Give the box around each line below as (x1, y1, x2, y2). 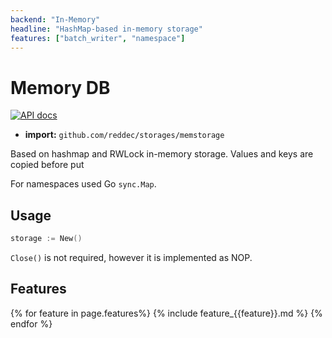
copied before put (10, 159, 85, 171)
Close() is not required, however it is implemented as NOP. (10, 252, 253, 263)
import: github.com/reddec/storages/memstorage (24, 129, 225, 141)
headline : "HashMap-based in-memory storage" (10, 24, 203, 34)
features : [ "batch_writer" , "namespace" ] (10, 33, 186, 43)
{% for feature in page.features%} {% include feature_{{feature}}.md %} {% (10, 307, 323, 319)
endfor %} (10, 317, 53, 330)
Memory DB (10, 76, 111, 99)
